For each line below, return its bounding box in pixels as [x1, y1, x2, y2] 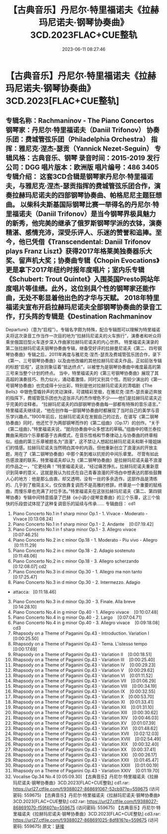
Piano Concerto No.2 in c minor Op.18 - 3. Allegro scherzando [12, 558, 139, 564]
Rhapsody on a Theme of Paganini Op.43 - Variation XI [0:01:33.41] [12, 699, 154, 705]
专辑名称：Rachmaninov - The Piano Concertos [5, 116, 154, 125]
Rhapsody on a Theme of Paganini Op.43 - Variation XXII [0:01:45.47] [12, 757, 159, 763]
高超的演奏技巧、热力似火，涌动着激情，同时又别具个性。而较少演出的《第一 [5, 376, 162, 382]
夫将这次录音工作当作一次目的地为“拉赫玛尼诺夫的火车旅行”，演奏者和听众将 [5, 333, 162, 339]
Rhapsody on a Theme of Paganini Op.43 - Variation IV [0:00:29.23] [12, 662, 156, 668]
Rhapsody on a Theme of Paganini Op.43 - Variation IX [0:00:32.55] [12, 688, 156, 694]
